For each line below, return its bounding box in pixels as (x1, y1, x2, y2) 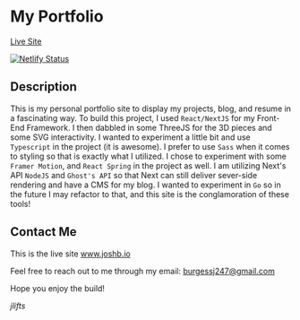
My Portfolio (10, 6, 104, 27)
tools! (10, 198, 31, 209)
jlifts (10, 300, 26, 311)
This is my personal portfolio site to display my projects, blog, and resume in (10, 103, 292, 114)
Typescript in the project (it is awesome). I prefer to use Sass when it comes (10, 141, 290, 151)
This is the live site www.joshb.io (10, 248, 131, 259)
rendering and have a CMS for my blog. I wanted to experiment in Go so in (10, 179, 281, 190)
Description (10, 79, 77, 95)
